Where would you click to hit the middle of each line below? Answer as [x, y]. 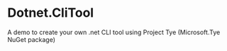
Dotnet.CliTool [51, 13]
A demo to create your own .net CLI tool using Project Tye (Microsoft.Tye [114, 32]
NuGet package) [31, 39]
